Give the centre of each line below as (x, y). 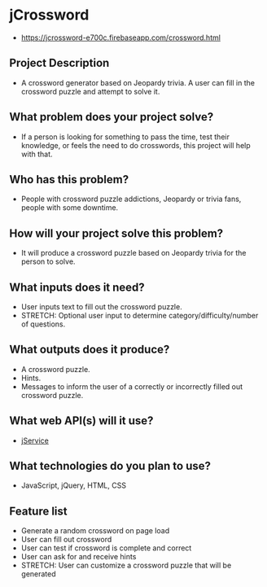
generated (38, 574)
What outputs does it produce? (90, 350)
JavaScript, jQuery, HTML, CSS (74, 485)
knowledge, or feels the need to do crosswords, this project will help (136, 145)
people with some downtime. (70, 208)
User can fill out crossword (66, 540)
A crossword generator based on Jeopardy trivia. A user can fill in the (138, 82)
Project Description (59, 63)
